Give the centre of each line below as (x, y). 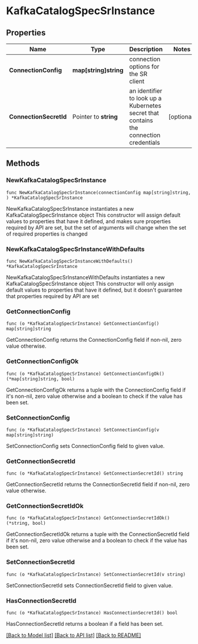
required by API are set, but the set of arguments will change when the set (96, 227)
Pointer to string (95, 117)
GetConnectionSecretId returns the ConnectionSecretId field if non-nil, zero (98, 485)
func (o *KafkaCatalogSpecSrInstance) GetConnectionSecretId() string (95, 473)
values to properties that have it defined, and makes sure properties (88, 221)
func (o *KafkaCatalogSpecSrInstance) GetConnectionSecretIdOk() (88, 518)
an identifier (146, 91)
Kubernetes (145, 106)
